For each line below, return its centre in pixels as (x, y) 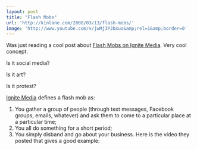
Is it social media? (28, 63)
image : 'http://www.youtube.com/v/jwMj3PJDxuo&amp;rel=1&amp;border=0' (97, 28)
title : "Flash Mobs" (32, 17)
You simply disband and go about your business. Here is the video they (102, 135)
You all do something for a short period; (63, 128)
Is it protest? (21, 86)
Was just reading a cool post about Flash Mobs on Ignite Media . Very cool (96, 45)
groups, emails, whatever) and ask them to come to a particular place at (103, 115)
